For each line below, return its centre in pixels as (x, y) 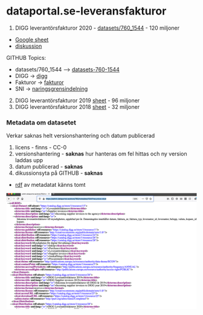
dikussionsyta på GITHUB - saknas (59, 173)
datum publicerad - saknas (49, 167)
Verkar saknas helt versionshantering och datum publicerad (81, 136)
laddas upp (29, 160)
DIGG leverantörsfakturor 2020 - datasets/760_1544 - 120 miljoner (97, 28)
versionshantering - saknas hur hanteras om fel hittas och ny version (101, 154)
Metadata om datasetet (41, 122)
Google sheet (32, 39)
